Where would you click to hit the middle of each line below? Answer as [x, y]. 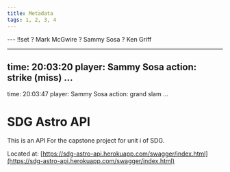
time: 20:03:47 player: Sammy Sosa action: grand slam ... [88, 94]
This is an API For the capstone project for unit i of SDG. [86, 141]
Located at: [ [25, 154]
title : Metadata [30, 13]
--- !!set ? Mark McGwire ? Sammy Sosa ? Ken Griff [79, 39]
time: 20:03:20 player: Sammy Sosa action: [102, 67]
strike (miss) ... [40, 77]
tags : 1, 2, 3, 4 [32, 20]
